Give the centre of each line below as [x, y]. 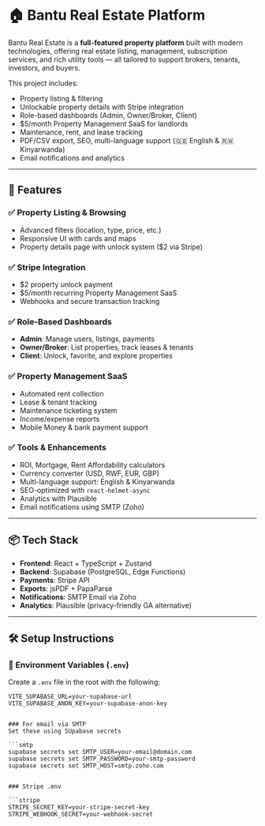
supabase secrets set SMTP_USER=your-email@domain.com [100, 752]
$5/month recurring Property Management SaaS [98, 293]
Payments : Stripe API [55, 580]
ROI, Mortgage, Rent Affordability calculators [92, 464]
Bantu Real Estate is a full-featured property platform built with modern [125, 42]
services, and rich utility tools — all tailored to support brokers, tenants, [124, 59]
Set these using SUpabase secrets [65, 731]
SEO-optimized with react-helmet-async [85, 490]
